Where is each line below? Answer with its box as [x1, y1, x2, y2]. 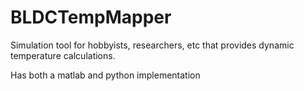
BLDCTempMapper [10, 6, 172, 29]
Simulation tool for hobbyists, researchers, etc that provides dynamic [10, 39, 295, 51]
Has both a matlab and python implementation [10, 69, 201, 81]
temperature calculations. [10, 49, 116, 61]
